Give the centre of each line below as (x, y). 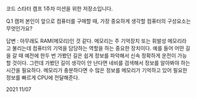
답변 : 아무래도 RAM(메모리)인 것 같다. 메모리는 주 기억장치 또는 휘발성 (86, 41)
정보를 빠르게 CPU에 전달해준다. (43, 77)
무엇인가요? (19, 28)
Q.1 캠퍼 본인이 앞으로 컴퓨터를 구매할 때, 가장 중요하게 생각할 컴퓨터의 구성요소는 (98, 21)
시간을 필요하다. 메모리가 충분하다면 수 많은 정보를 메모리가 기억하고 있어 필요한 (97, 70)
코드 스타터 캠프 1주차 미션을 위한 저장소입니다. (60, 9)
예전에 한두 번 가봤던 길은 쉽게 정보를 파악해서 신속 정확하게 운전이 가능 (106, 55)
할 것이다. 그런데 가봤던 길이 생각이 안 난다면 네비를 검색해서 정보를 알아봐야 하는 (98, 63)
